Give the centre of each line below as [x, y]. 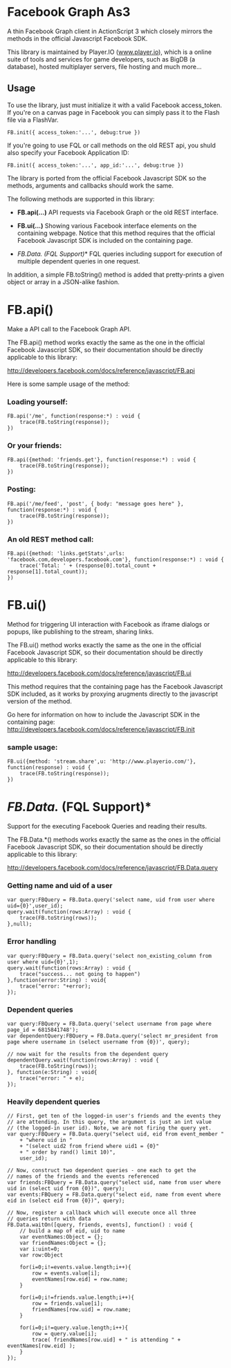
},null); [20, 924]
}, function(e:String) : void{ [52, 1072]
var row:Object [41, 1255]
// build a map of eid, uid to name [73, 1231]
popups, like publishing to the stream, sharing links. [81, 631]
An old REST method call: [50, 539]
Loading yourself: [37, 402]
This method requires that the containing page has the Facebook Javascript [115, 686]
